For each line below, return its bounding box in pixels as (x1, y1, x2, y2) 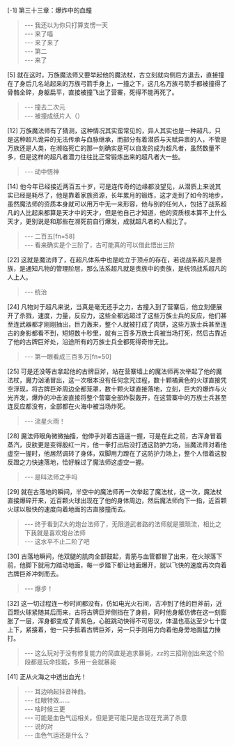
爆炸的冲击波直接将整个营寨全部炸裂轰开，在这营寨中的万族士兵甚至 (31, 394, 227, 401)
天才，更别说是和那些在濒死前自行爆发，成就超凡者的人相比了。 (7, 217, 190, 225)
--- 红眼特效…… (24, 696, 70, 704)
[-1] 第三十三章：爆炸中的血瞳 (7, 6, 93, 14)
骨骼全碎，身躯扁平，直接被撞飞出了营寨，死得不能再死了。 (7, 88, 178, 96)
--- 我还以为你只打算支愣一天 (24, 21, 109, 29)
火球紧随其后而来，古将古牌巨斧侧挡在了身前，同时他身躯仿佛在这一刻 (19, 608, 221, 616)
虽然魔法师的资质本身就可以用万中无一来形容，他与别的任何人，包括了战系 (7, 200, 221, 208)
